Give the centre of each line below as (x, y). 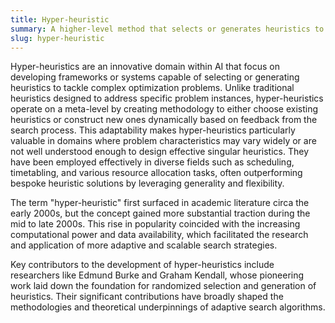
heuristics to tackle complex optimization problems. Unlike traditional (152, 88)
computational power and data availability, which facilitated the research (159, 235)
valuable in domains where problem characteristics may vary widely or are (163, 141)
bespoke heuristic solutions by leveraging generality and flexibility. (147, 183)
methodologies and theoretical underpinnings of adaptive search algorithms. (168, 307)
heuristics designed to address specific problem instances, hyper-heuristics (167, 98)
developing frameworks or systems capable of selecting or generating (155, 77)
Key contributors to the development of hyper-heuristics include (142, 265)
